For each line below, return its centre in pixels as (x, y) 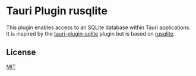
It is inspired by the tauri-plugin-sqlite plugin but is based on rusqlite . (91, 33)
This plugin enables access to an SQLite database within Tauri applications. (99, 27)
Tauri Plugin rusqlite (57, 11)
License (21, 53)
